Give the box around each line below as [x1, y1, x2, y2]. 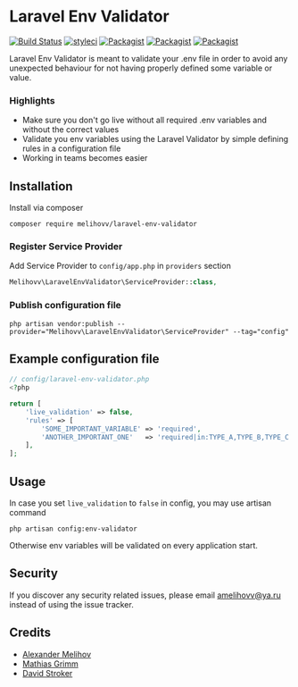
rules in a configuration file [21, 143, 121, 154]
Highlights [9, 94, 55, 106]
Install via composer [9, 203, 84, 214]
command [9, 507, 46, 518]
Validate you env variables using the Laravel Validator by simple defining [21, 134, 289, 145]
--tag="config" [232, 327, 290, 336]
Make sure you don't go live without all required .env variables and [21, 114, 268, 126]
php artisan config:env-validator [9, 524, 138, 533]
